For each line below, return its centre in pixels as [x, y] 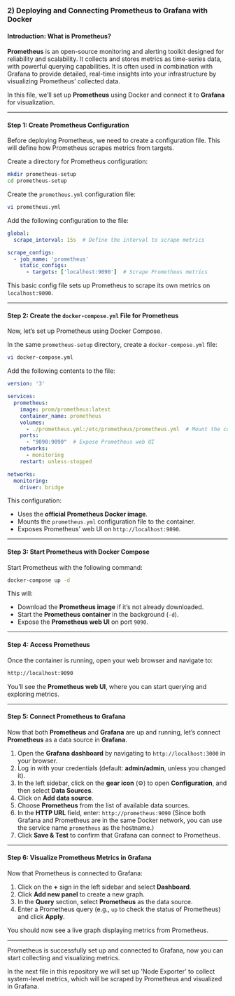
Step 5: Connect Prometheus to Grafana [66, 716]
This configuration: [34, 500]
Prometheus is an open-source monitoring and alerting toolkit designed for [116, 52]
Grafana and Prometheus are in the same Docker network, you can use [120, 820]
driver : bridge [42, 487]
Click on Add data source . [55, 798]
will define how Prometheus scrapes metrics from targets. [91, 148]
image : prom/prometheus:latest [65, 409]
